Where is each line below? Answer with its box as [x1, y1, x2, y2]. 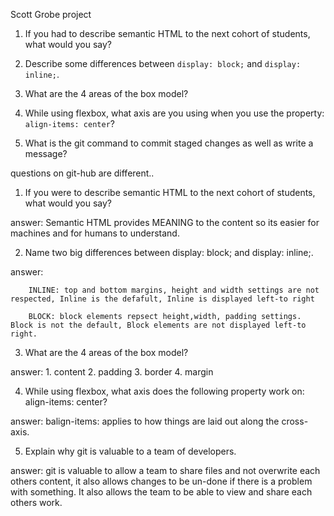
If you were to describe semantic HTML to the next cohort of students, [24, 187, 316, 198]
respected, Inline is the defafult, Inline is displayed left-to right [10, 294, 315, 304]
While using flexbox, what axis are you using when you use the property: [24, 107, 325, 119]
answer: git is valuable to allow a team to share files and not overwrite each [10, 465, 321, 476]
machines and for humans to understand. [10, 227, 180, 239]
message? [24, 148, 68, 159]
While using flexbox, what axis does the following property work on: [24, 385, 305, 397]
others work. [10, 497, 63, 508]
